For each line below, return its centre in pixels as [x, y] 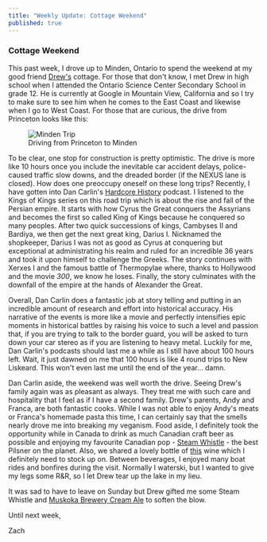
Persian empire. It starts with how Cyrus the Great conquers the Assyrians [130, 208]
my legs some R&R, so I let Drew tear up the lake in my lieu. [105, 476]
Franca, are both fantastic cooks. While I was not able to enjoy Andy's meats [133, 408]
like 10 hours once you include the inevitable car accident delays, [115, 166]
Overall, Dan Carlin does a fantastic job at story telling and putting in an [125, 300]
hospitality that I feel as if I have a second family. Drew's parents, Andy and [132, 400]
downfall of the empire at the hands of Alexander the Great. [105, 285]
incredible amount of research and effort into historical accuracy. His [121, 308]
